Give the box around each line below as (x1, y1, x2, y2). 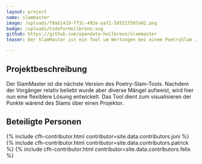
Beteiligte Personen (6, 117, 82, 127)
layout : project (6, 8, 47, 15)
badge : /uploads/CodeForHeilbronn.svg (6, 25, 103, 32)
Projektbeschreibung (6, 64, 87, 74)
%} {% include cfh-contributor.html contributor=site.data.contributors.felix (6, 145, 191, 153)
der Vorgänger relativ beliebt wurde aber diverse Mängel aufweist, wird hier (6, 87, 194, 94)
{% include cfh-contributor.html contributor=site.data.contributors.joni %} (6, 133, 189, 140)
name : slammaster (6, 14, 50, 20)
